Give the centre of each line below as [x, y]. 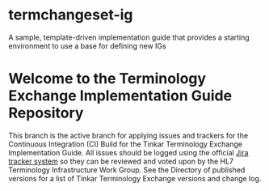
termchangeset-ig [71, 15]
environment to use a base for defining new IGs [88, 45]
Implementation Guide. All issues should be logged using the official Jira [128, 152]
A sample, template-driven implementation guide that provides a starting [129, 37]
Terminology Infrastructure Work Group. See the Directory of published [127, 170]
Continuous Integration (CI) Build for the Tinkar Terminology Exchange [125, 144]
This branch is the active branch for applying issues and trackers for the [128, 135]
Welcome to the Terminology [107, 79]
